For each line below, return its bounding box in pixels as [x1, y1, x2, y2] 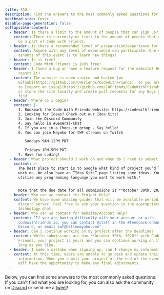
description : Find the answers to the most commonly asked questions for [5, 12, 159, 17]
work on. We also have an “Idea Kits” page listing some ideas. [18, 170, 152, 175]
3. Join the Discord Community [18, 116, 82, 121]
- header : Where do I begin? [9, 98, 69, 103]
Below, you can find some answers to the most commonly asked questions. [5, 274, 157, 280]
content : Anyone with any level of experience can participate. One [14, 48, 156, 53]
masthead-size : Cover [5, 16, 49, 21]
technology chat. [18, 206, 54, 211]
